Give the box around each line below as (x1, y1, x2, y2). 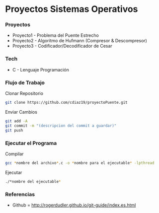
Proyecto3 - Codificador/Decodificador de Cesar (12, 43, 113, 49)
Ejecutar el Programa (5, 140, 57, 146)
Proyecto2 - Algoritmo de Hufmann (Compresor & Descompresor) (12, 38, 148, 44)
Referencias (5, 191, 35, 198)
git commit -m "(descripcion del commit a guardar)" (5, 123, 117, 128)
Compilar (5, 150, 24, 157)
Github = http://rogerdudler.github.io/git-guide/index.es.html (12, 202, 136, 208)
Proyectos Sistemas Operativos (5, 3, 138, 15)
